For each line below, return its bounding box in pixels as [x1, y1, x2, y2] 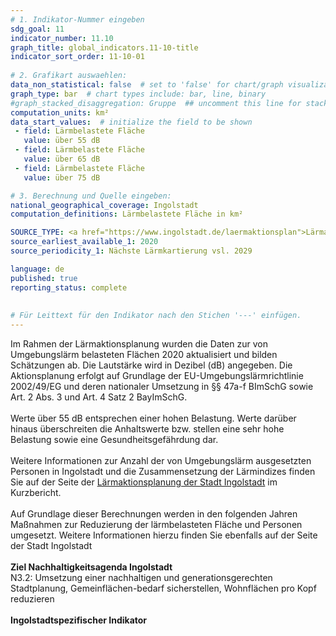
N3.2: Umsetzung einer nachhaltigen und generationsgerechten [10, 572, 273, 583]
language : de [10, 264, 65, 274]
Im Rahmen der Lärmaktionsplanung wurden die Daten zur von [10, 338, 268, 350]
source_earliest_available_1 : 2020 [10, 237, 159, 247]
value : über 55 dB [23, 136, 101, 146]
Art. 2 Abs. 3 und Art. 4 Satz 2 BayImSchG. [10, 391, 188, 403]
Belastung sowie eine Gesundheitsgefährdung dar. [10, 434, 219, 445]
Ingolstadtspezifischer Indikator [10, 614, 148, 626]
